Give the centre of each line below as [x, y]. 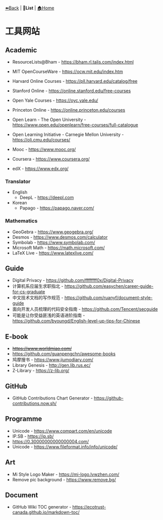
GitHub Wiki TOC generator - [42, 507]
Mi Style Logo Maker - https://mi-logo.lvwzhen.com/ [66, 474]
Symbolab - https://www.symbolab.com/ [54, 242]
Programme [24, 419]
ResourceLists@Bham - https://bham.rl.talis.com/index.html [73, 62]
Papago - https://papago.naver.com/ [57, 208]
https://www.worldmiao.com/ [42, 349]
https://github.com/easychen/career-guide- [109, 286]
